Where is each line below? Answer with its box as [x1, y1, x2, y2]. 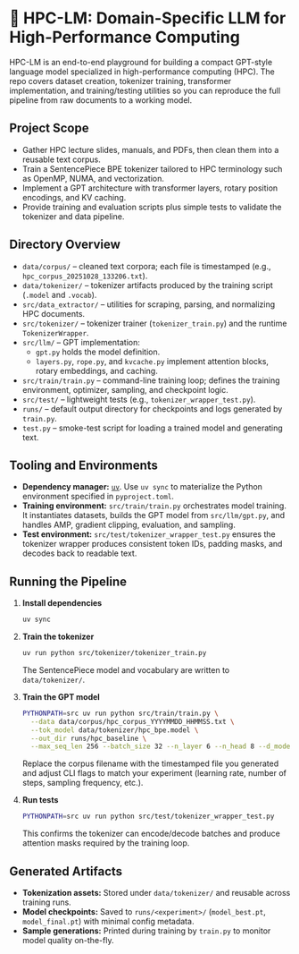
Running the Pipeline [9, 574, 128, 589]
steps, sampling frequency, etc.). [21, 778, 144, 788]
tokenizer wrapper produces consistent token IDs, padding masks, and [21, 539, 283, 549]
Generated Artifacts [9, 864, 123, 879]
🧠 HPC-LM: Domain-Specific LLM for [9, 8, 287, 29]
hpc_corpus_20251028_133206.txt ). [21, 270, 148, 281]
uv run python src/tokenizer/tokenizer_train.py [21, 649, 207, 658]
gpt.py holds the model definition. [35, 346, 161, 357]
